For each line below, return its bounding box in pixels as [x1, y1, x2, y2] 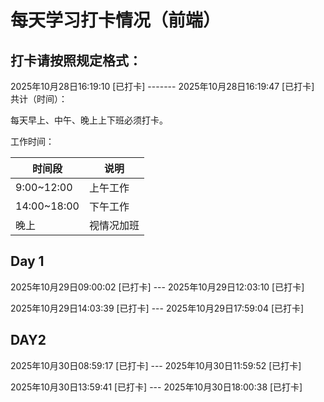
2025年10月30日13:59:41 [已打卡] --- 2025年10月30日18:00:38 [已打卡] [10, 381, 303, 393]
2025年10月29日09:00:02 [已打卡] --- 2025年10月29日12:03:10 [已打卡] [10, 281, 305, 293]
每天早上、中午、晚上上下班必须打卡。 [10, 114, 168, 126]
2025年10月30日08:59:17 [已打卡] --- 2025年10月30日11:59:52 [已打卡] [10, 359, 302, 371]
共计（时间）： [10, 93, 68, 105]
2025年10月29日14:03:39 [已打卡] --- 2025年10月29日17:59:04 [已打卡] [10, 302, 305, 314]
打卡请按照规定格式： [10, 52, 142, 69]
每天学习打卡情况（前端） [10, 9, 222, 32]
